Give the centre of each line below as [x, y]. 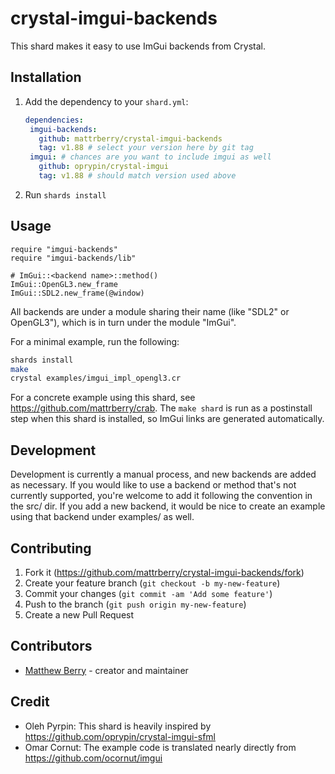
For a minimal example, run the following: [95, 341]
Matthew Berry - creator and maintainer [106, 670]
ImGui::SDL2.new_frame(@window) [77, 293]
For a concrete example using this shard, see [103, 398]
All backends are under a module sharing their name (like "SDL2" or [150, 311]
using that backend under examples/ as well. [102, 517]
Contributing [51, 548]
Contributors [51, 646]
